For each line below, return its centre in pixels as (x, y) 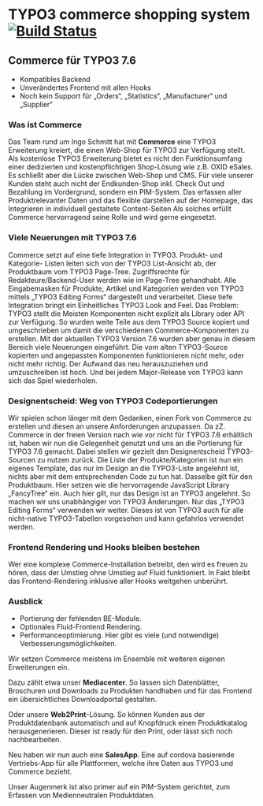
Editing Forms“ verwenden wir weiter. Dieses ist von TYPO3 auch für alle (126, 510)
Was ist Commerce (45, 124)
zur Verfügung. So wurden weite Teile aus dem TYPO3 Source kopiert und (129, 321)
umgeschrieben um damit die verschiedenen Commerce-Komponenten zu (129, 330)
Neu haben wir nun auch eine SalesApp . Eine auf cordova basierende (121, 755)
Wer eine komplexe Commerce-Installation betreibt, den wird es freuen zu (128, 564)
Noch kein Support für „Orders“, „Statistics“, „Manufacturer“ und (123, 96)
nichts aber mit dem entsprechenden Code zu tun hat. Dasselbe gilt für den (131, 476)
